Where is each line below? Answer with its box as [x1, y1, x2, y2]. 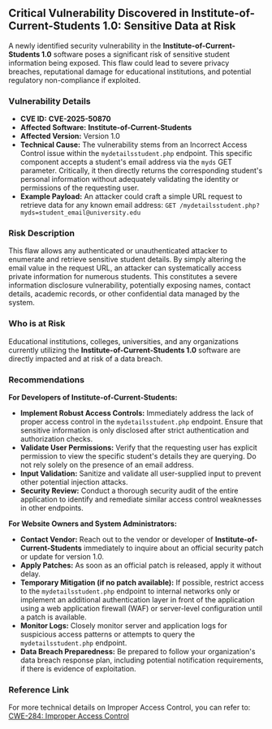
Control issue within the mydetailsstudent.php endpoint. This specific [19, 149, 253, 158]
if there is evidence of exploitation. [19, 664, 136, 673]
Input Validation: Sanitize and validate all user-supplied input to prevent [19, 468, 261, 478]
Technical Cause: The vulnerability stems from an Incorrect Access [19, 140, 248, 149]
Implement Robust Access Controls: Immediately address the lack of [19, 408, 254, 417]
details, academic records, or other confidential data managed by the [8, 289, 240, 299]
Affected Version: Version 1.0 [19, 132, 120, 141]
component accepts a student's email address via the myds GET [19, 157, 233, 167]
